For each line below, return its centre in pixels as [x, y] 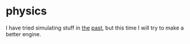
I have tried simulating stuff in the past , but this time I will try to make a [95, 28]
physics [26, 11]
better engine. [24, 34]
